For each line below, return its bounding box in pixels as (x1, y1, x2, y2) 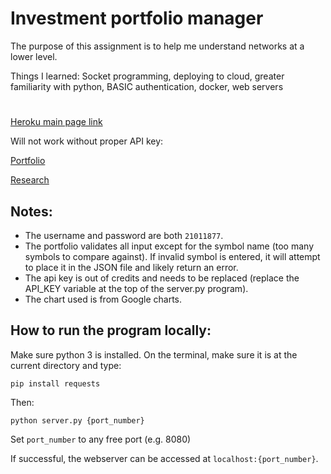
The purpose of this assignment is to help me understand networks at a (10, 40, 305, 52)
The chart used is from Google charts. (24, 293, 183, 305)
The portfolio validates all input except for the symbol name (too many (24, 240, 315, 252)
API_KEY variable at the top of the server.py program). (24, 282, 249, 294)
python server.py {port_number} (10, 415, 145, 426)
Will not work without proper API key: (10, 135, 164, 147)
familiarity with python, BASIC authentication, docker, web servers (10, 80, 284, 92)
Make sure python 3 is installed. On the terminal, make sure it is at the (10, 348, 298, 361)
